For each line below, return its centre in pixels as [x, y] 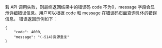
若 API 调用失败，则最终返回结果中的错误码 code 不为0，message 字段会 [78, 7]
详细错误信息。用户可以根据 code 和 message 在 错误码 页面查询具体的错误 [83, 13]
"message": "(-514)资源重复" [42, 37]
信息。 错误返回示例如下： [31, 19]
